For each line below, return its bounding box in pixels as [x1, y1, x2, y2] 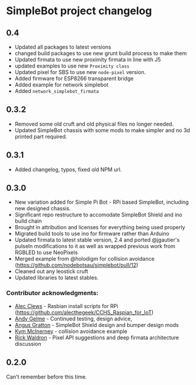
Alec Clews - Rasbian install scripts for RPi [14, 302, 118, 309]
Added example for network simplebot [14, 81, 108, 88]
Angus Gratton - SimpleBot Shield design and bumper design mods [14, 321, 179, 328]
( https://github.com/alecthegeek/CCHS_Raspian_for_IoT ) [14, 309, 154, 316]
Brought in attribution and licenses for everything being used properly [14, 224, 185, 231]
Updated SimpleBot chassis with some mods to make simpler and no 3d [14, 126, 191, 134]
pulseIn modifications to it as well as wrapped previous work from [14, 243, 176, 250]
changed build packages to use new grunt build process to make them [14, 50, 187, 57]
